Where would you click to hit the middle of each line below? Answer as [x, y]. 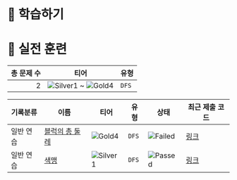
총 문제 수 [26, 73]
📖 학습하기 [36, 14]
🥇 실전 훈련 [37, 49]
